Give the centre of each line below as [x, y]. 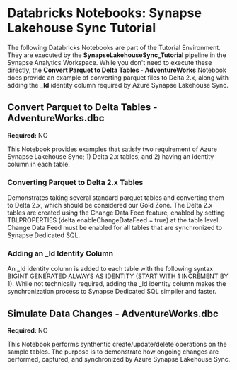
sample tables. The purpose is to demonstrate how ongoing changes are [113, 352]
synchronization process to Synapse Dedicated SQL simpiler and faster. [112, 292]
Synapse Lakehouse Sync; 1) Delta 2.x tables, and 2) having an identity [111, 156]
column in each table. [39, 164]
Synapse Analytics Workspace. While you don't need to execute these [110, 62]
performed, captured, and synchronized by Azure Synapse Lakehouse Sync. [119, 359]
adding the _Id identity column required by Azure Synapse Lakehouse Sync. [118, 85]
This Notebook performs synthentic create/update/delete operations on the [117, 345]
